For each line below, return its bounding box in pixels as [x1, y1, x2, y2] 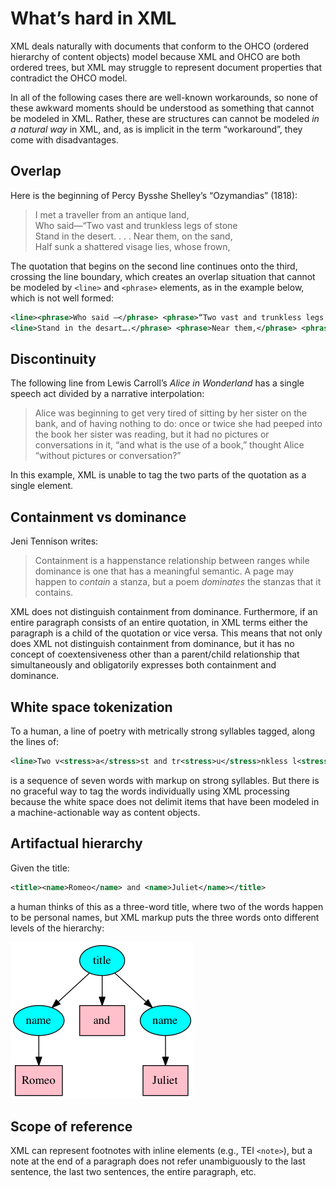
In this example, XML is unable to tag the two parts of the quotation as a [10, 469, 307, 481]
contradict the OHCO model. [10, 72, 128, 84]
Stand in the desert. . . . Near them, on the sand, [34, 230, 233, 242]
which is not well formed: [10, 292, 115, 304]
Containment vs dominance [10, 508, 187, 526]
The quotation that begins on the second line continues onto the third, [10, 260, 298, 272]
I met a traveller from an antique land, [34, 208, 190, 221]
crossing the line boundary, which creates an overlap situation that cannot [10, 270, 316, 282]
